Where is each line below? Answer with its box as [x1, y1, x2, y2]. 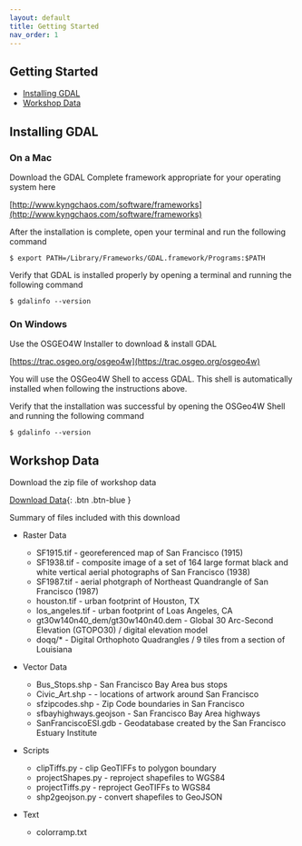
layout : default [9, 13, 71, 23]
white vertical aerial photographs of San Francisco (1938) [35, 566, 251, 577]
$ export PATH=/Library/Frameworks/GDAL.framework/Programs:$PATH [9, 254, 266, 263]
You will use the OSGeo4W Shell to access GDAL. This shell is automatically [9, 373, 293, 384]
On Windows [9, 317, 68, 330]
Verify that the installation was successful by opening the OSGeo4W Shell [9, 401, 286, 412]
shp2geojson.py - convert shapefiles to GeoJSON [35, 791, 223, 802]
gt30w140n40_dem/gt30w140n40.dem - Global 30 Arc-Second [35, 614, 274, 625]
